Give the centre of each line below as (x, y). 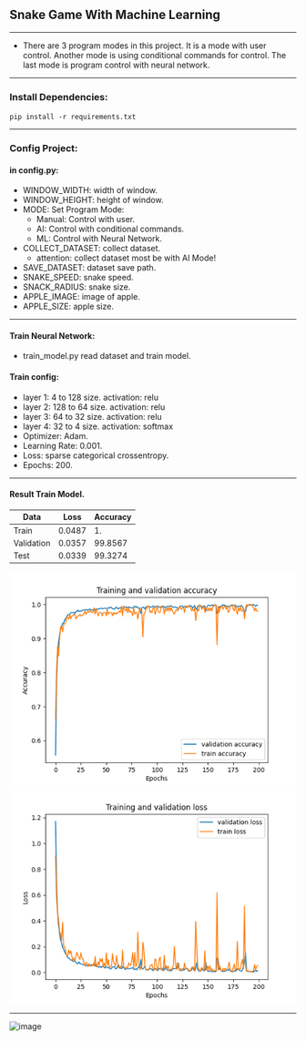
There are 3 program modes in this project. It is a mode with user (144, 46)
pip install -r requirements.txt (73, 117)
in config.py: (34, 170)
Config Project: (44, 148)
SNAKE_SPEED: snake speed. (78, 278)
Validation (32, 543)
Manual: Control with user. (86, 219)
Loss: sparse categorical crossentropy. (96, 455)
